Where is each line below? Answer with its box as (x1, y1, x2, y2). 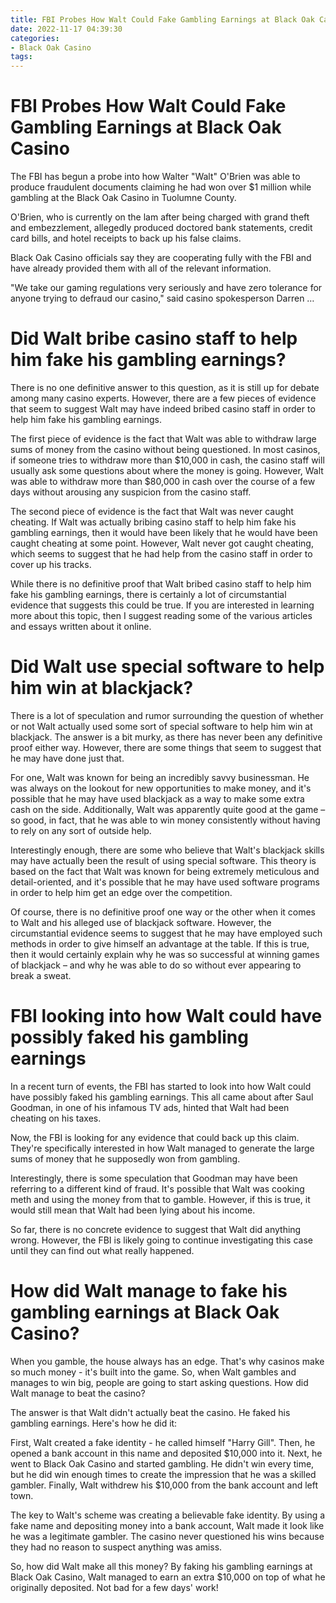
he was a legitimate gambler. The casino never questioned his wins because (10, 1530, 325, 1542)
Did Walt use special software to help (10, 656, 325, 678)
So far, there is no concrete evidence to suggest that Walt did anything (10, 1223, 302, 1235)
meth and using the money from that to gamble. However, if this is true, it (10, 1193, 311, 1205)
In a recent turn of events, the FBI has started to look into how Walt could (10, 1080, 312, 1092)
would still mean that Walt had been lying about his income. (10, 1204, 256, 1216)
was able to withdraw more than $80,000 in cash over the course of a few (10, 476, 316, 487)
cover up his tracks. (10, 559, 92, 570)
